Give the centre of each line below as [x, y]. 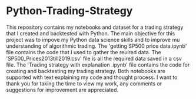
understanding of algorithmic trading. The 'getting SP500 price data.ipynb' [97, 46]
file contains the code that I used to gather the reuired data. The [84, 52]
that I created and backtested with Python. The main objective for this [91, 33]
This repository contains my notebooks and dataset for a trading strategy [95, 27]
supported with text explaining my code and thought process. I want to [92, 77]
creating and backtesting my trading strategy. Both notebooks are [86, 71]
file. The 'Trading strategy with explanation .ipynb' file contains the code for [98, 65]
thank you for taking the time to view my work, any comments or [84, 83]
